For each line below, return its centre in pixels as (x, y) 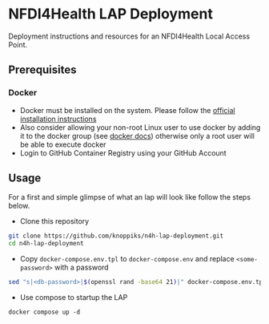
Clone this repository (54, 221)
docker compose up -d (44, 312)
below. (19, 206)
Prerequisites (42, 70)
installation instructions (58, 119)
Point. (18, 44)
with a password (82, 267)
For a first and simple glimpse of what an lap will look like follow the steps (129, 197)
